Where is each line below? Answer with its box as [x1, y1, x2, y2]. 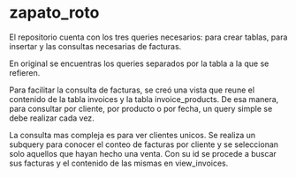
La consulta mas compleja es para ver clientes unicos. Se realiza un [9, 129, 256, 140]
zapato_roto [9, 3, 100, 23]
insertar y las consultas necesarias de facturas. [9, 41, 182, 51]
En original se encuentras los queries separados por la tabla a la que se [9, 58, 269, 69]
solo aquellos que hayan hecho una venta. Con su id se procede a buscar [9, 148, 277, 159]
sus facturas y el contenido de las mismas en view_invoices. [9, 158, 229, 168]
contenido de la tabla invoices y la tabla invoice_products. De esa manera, [9, 93, 279, 104]
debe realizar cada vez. [9, 113, 95, 123]
